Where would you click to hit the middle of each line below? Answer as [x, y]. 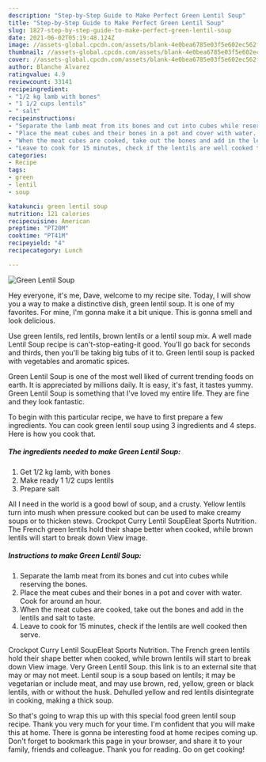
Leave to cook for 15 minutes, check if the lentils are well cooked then [133, 626]
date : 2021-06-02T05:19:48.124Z [61, 38]
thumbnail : [26, 52]
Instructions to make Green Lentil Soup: [75, 555]
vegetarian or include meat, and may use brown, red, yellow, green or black [131, 683]
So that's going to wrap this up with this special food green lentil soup [122, 715]
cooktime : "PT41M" [38, 236]
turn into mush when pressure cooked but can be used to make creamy [125, 512]
